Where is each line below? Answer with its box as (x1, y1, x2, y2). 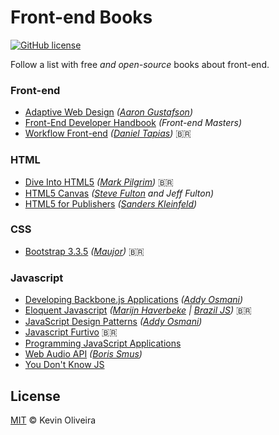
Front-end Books (10, 6, 153, 29)
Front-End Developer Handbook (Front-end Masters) (24, 117, 243, 129)
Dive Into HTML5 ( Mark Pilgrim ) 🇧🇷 (24, 176, 174, 188)
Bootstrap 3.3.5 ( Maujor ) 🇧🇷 (24, 245, 145, 257)
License (10, 387, 61, 405)
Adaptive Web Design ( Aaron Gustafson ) (24, 106, 193, 118)
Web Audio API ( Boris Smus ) (24, 348, 143, 360)
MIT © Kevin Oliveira (10, 414, 97, 426)
